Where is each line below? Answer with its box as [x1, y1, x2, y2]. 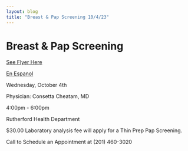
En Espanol [6, 70, 34, 77]
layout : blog [6, 8, 38, 15]
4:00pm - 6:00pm [6, 104, 50, 112]
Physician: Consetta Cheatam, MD [6, 93, 90, 100]
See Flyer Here [6, 59, 42, 66]
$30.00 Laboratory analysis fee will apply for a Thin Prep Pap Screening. [6, 127, 183, 134]
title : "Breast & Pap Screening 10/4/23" [6, 14, 110, 20]
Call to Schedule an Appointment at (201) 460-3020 [6, 139, 133, 146]
